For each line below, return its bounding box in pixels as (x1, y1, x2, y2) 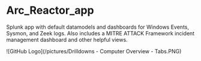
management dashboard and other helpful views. (6, 36, 128, 43)
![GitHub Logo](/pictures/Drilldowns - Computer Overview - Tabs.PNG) (6, 47, 182, 54)
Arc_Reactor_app (6, 4, 94, 17)
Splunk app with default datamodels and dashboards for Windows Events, (6, 23, 189, 30)
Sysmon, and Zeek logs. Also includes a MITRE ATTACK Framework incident (6, 29, 195, 36)
